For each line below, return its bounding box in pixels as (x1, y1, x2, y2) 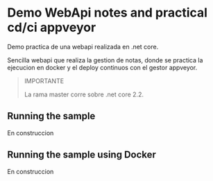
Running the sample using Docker (7, 149, 156, 161)
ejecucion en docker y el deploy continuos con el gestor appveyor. (7, 63, 198, 71)
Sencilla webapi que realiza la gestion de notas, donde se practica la (7, 55, 203, 64)
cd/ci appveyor (7, 19, 96, 35)
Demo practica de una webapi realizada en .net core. (7, 42, 159, 51)
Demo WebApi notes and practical (7, 5, 208, 21)
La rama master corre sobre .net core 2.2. (24, 90, 144, 98)
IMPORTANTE (24, 76, 65, 85)
